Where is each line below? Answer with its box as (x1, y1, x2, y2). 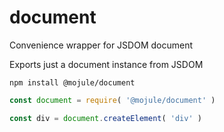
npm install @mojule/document (9, 77, 136, 88)
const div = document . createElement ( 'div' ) (9, 113, 202, 123)
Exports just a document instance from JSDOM (9, 58, 204, 70)
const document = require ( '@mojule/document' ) (9, 95, 216, 105)
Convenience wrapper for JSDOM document (9, 39, 194, 51)
